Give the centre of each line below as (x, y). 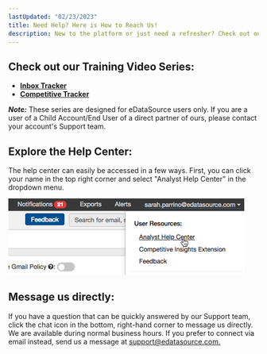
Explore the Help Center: (70, 151)
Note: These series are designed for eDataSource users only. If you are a (128, 110)
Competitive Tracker (54, 94)
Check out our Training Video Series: (101, 66)
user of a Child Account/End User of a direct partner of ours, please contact (133, 118)
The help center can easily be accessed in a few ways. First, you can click (130, 170)
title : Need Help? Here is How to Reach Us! (83, 25)
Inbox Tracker (43, 86)
